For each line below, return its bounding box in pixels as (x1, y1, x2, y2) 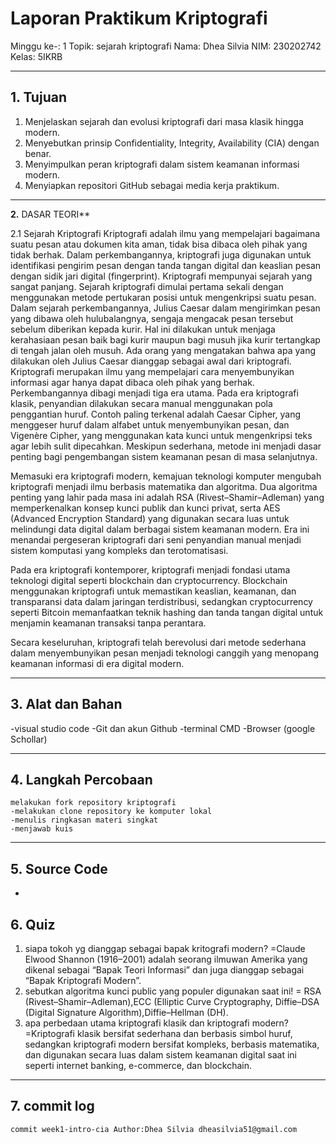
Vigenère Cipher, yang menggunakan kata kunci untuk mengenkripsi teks (10, 429, 313, 441)
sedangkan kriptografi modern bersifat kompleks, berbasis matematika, (24, 1038, 320, 1050)
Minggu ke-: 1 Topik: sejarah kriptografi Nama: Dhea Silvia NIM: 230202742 (10, 40, 322, 52)
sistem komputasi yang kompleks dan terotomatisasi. (10, 544, 229, 556)
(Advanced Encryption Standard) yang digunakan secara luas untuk (10, 512, 290, 524)
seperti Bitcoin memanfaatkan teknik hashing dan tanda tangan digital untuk (10, 606, 324, 618)
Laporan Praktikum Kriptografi (10, 7, 268, 30)
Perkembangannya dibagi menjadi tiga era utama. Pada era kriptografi (10, 387, 299, 399)
